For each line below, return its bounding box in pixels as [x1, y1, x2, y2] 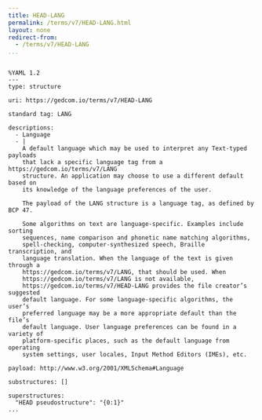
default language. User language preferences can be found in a [22, 323, 237, 331]
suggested [8, 289, 41, 297]
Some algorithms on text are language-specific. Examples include [22, 221, 244, 228]
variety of [8, 331, 44, 338]
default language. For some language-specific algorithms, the [22, 296, 234, 304]
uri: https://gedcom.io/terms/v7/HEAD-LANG [8, 97, 153, 104]
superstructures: [8, 392, 65, 400]
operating [8, 344, 41, 352]
